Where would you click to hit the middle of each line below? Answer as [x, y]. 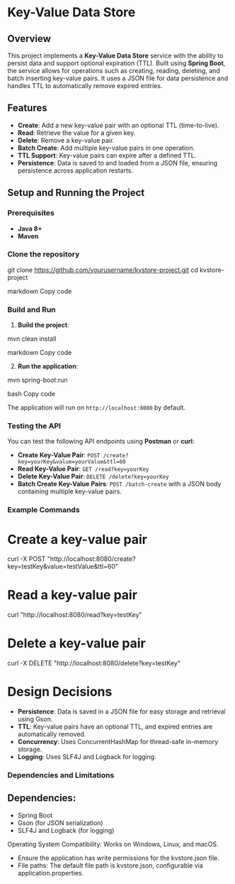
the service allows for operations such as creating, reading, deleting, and [114, 71]
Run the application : [48, 366]
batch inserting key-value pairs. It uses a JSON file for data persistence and [118, 78]
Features [27, 108]
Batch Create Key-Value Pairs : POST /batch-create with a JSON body [119, 484]
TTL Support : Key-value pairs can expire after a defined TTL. [107, 155]
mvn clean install [32, 339]
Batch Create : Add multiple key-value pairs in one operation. [106, 148]
